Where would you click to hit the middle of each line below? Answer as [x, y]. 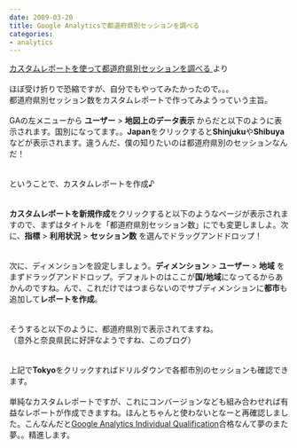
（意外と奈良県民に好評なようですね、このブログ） [102, 340]
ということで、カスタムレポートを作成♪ [82, 184]
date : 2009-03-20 [41, 17]
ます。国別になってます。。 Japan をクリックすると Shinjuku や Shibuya [159, 132]
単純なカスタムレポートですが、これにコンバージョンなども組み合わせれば [145, 402]
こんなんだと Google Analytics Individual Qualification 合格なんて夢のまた [156, 424]
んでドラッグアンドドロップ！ [208, 236]
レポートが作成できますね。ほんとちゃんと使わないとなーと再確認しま [152, 413]
